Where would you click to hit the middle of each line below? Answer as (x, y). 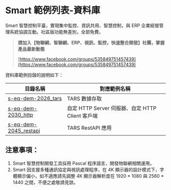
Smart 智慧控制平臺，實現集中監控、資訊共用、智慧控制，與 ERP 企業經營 (82, 25)
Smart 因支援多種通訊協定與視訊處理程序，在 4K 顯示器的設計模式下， (86, 169)
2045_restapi (24, 131)
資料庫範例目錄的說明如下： (34, 75)
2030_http (21, 115)
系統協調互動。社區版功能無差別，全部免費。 (56, 31)
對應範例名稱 (115, 88)
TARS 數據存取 (84, 99)
